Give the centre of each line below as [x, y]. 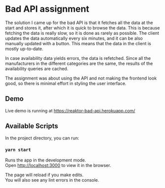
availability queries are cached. [37, 68]
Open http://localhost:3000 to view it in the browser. [58, 165]
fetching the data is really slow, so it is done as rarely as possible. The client [82, 33]
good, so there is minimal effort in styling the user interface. [66, 83]
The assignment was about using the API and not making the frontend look [81, 78]
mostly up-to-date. [24, 49]
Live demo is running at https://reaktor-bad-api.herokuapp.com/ [70, 110]
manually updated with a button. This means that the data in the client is [78, 43]
